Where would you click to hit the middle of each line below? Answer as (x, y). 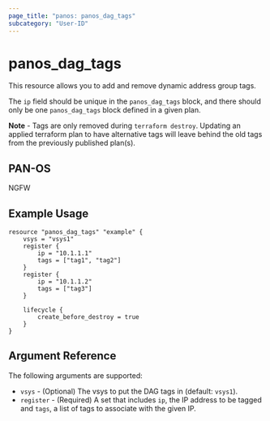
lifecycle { (43, 310)
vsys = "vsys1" (49, 240)
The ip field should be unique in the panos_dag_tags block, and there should (135, 101)
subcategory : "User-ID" (49, 23)
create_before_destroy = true (88, 317)
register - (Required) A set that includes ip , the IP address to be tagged (141, 400)
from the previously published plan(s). (72, 143)
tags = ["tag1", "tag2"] (79, 261)
